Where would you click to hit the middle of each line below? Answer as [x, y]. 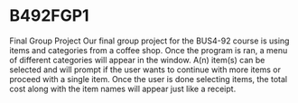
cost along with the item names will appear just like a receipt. [123, 89]
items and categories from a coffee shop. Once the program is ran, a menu [149, 50]
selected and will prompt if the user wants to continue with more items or [145, 70]
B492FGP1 [49, 16]
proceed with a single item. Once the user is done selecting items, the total [148, 79]
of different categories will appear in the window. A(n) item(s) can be [137, 60]
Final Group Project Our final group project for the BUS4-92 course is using [149, 41]
